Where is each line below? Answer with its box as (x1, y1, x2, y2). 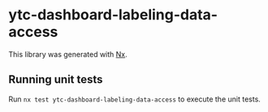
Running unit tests (8, 73, 103, 86)
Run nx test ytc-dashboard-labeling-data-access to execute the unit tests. (8, 94, 262, 104)
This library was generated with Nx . (8, 49, 128, 59)
